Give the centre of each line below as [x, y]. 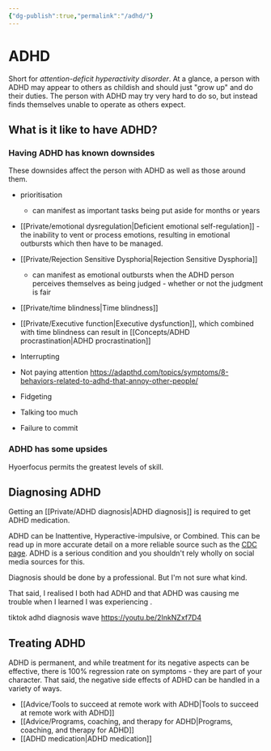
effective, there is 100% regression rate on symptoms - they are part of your [135, 672]
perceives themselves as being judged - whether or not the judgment [148, 284]
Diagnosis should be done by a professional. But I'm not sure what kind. [128, 577]
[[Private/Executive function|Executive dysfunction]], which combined [137, 324]
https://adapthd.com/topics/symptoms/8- [159, 372]
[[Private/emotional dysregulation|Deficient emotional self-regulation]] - [140, 226]
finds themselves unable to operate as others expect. [97, 104]
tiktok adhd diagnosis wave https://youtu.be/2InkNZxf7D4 [105, 618]
